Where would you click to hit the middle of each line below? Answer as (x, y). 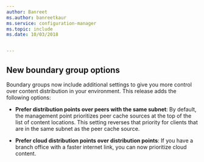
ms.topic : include (30, 29)
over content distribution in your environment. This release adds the (91, 91)
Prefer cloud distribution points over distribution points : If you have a (104, 140)
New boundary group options (63, 70)
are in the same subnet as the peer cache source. (77, 129)
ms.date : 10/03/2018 (33, 35)
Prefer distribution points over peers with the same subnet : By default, (106, 109)
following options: (29, 97)
